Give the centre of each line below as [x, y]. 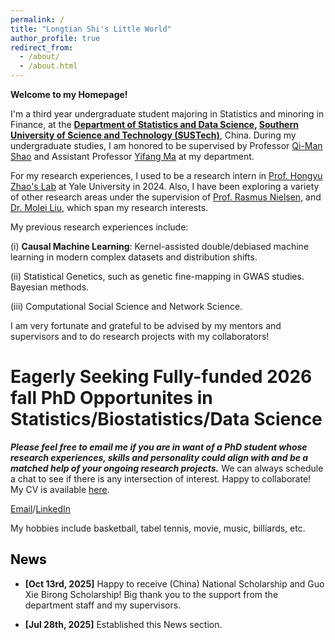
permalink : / [37, 19]
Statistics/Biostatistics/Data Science [166, 419]
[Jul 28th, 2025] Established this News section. [123, 624]
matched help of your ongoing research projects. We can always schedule [167, 468]
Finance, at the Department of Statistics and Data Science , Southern [154, 124]
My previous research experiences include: [99, 227]
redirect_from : [42, 47]
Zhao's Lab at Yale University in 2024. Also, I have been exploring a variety [165, 186]
